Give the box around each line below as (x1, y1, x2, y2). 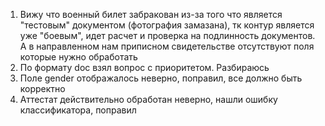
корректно (19, 83, 66, 94)
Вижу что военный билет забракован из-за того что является (19, 9, 283, 20)
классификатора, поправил (19, 104, 137, 116)
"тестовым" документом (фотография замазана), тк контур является (19, 19, 315, 31)
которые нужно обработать (19, 51, 138, 63)
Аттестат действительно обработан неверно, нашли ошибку (19, 94, 278, 105)
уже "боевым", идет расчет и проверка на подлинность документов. (19, 30, 316, 41)
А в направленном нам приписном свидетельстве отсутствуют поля (19, 40, 315, 52)
